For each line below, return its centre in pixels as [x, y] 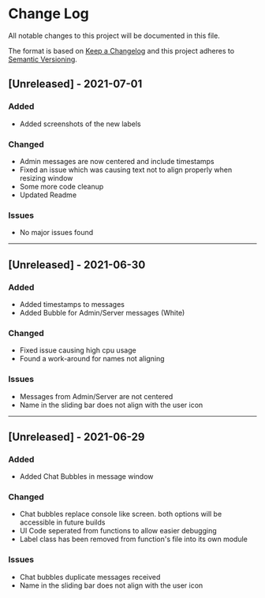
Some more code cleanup [62, 186]
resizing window [46, 178]
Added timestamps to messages [72, 304]
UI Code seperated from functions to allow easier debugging [118, 531]
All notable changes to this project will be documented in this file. [114, 36]
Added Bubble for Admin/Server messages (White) [102, 312]
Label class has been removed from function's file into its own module [134, 539]
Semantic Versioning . [43, 59]
